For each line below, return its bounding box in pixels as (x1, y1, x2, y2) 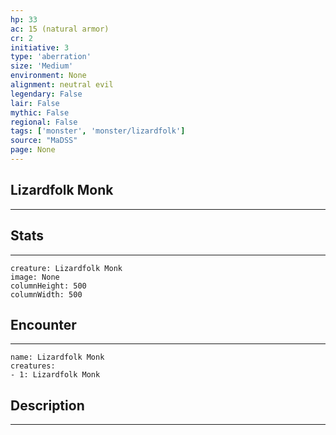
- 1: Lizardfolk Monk (10, 370, 101, 380)
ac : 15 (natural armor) (10, 24, 110, 34)
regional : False (10, 117, 78, 127)
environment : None (10, 71, 87, 81)
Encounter (10, 316, 77, 333)
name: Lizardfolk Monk (10, 352, 105, 363)
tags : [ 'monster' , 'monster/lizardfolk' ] (10, 126, 186, 136)
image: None (10, 272, 60, 282)
